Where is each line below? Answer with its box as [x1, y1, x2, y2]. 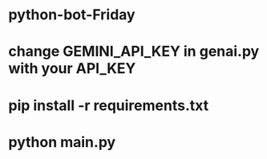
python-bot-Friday [8, 6, 136, 24]
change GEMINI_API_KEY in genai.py [8, 43, 260, 61]
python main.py [8, 132, 116, 151]
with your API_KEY [8, 59, 136, 78]
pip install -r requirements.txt [8, 96, 209, 114]
